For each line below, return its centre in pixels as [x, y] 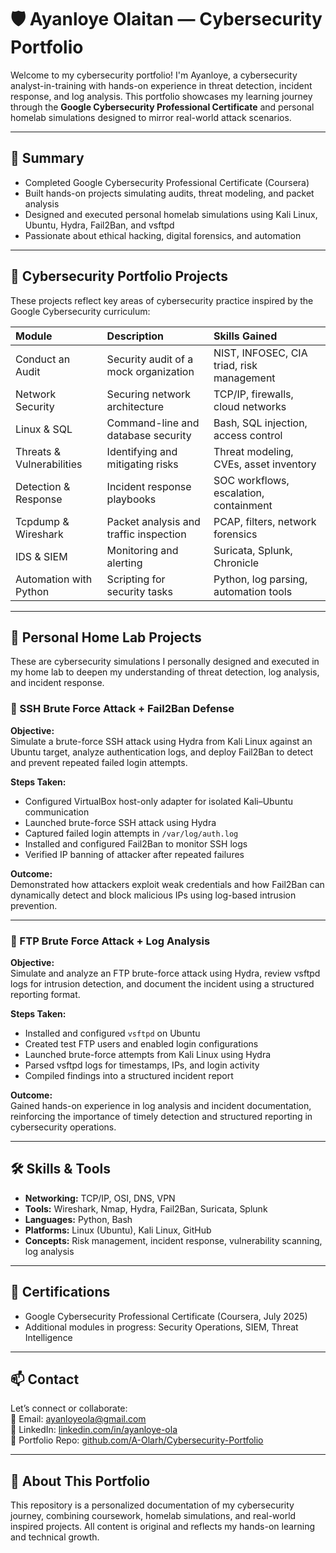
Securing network [149, 394]
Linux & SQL [44, 429]
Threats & [38, 451]
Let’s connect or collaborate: [69, 1408]
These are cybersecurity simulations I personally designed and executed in [165, 662]
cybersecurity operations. [63, 1127]
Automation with [54, 579]
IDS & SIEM [41, 556]
